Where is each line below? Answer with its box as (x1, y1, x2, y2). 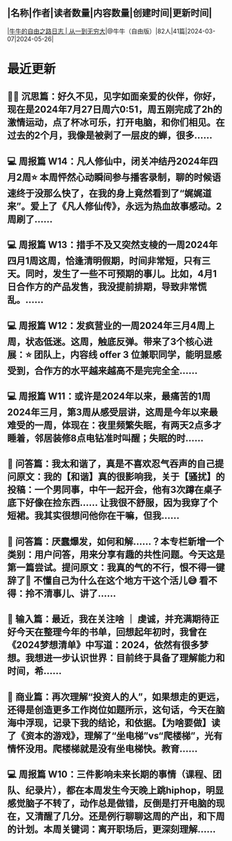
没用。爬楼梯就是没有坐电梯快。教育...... (25, 743, 198, 754)
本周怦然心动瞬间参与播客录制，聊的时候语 (39, 171, 221, 183)
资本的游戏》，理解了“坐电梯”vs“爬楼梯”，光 (25, 730, 214, 741)
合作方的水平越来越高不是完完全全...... (34, 365, 198, 377)
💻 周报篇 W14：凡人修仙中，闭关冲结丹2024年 (7, 155, 209, 167)
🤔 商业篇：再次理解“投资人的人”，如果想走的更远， (7, 691, 225, 703)
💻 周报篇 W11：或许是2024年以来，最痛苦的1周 (7, 390, 211, 402)
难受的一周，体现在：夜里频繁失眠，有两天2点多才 (7, 419, 222, 431)
